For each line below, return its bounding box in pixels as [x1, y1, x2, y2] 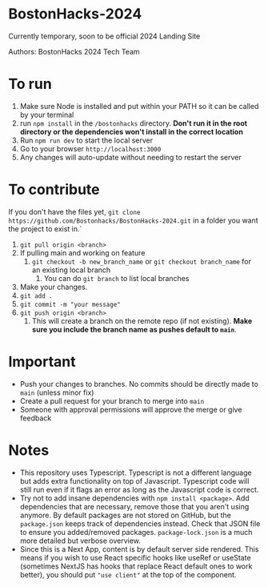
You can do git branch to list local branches [43, 273, 190, 283]
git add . [19, 291, 54, 300]
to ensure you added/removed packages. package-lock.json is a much [19, 527, 253, 537]
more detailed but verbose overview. [19, 536, 142, 545]
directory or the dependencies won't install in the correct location [19, 127, 244, 136]
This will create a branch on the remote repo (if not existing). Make [31, 316, 253, 325]
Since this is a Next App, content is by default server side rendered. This [19, 544, 259, 553]
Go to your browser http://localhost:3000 [19, 143, 162, 153]
